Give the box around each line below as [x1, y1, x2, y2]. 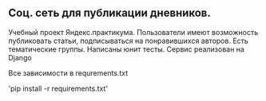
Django [8, 52, 32, 62]
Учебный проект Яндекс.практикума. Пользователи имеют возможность [8, 27, 258, 37]
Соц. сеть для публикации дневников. [8, 6, 212, 20]
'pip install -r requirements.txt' [8, 84, 109, 93]
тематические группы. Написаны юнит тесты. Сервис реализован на [8, 44, 245, 54]
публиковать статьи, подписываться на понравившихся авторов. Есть [8, 36, 249, 45]
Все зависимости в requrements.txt [8, 68, 129, 78]
